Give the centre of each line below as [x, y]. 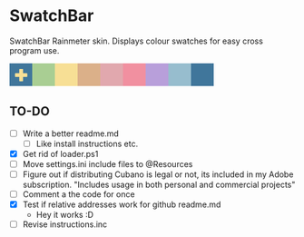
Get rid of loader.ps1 [60, 153]
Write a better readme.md [71, 133]
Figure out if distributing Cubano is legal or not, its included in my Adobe [158, 174]
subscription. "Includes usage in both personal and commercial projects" [159, 185]
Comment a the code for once [78, 194]
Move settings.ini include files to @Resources [108, 163]
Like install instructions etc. [87, 143]
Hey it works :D [64, 215]
